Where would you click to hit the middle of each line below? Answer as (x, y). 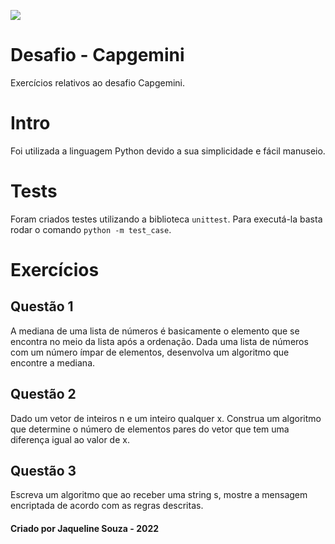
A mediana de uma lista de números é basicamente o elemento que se (155, 331)
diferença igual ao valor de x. (70, 439)
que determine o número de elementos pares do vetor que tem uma (150, 429)
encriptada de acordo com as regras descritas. (107, 506)
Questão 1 (42, 306)
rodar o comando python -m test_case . (91, 229)
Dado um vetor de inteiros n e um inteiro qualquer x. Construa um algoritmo (166, 418)
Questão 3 (43, 471)
